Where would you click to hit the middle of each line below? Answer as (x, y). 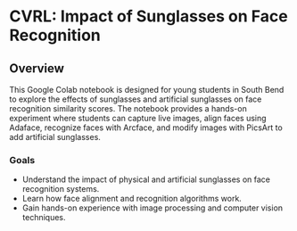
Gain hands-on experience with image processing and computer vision (153, 208)
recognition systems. (61, 189)
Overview (37, 68)
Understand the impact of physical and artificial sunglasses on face (146, 179)
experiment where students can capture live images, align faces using (138, 118)
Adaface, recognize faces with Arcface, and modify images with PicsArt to (146, 128)
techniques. (44, 218)
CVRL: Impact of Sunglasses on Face (148, 16)
